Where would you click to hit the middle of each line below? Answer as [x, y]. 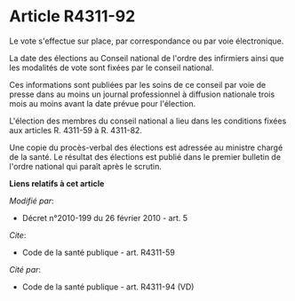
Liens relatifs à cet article [57, 183]
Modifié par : [32, 201]
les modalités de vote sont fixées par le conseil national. [112, 67]
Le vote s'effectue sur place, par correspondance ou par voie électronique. [147, 41]
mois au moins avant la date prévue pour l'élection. [103, 103]
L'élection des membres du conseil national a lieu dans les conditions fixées [148, 121]
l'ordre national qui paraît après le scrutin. [85, 166]
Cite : [18, 235]
